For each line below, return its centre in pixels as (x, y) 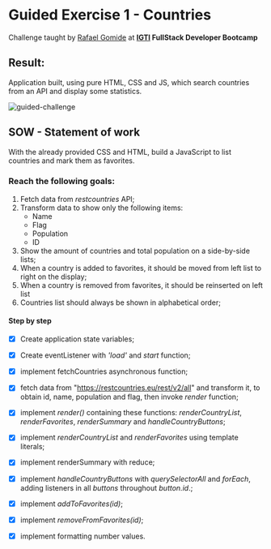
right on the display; (53, 277)
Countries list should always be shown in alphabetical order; (120, 302)
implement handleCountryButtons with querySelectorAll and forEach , (135, 478)
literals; (32, 447)
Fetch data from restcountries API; (77, 199)
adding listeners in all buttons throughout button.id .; (106, 487)
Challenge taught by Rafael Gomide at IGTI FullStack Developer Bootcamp (133, 37)
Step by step (30, 321)
